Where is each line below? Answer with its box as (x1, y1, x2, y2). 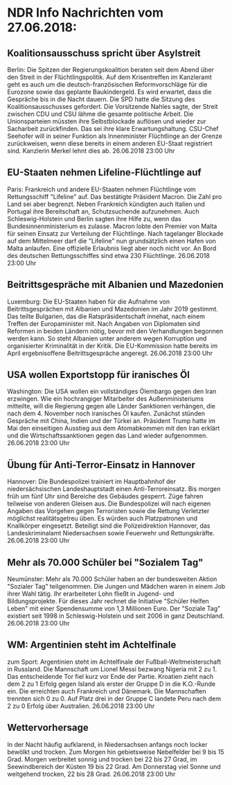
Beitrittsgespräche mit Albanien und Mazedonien (7, 279, 224, 291)
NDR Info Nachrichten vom (7, 5, 164, 21)
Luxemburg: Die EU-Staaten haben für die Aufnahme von (7, 297, 170, 306)
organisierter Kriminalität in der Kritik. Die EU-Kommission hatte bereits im (7, 341, 218, 350)
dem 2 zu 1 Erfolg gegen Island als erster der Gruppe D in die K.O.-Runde (7, 680, 216, 688)
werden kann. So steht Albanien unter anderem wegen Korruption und (7, 334, 207, 343)
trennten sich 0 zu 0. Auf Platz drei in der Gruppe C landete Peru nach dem (7, 694, 222, 702)
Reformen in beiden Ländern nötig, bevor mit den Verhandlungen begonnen (7, 327, 224, 335)
